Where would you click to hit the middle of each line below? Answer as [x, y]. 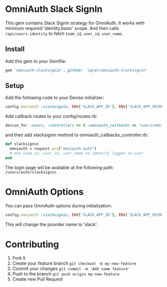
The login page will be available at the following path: [60, 167]
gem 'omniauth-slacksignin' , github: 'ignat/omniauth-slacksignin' [77, 70]
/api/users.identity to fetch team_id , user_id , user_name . [64, 33]
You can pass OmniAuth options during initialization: [59, 205]
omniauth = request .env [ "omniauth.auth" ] [53, 149]
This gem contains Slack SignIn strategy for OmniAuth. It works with [75, 23]
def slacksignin [22, 144]
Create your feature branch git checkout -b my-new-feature [74, 263]
